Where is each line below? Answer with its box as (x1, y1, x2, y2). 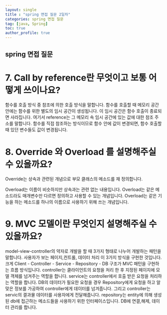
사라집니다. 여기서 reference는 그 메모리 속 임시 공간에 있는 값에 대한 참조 (10, 114, 154, 120)
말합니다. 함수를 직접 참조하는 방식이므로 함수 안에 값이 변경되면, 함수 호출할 (14, 121, 162, 127)
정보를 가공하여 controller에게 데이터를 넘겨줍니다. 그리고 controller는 (14, 286, 151, 292)
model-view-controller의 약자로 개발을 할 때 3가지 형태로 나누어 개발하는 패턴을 (5, 248, 162, 254)
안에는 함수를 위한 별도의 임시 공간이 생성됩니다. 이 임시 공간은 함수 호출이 (5, 108, 149, 114)
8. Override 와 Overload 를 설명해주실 (5, 146, 157, 157)
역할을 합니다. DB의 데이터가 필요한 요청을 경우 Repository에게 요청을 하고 (10, 280, 156, 286)
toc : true (5, 26, 26, 31)
